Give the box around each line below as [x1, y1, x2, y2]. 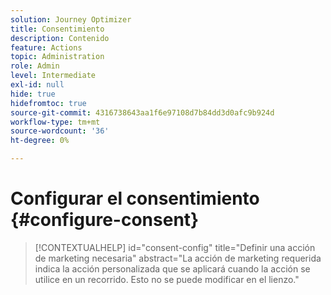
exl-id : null [10, 80, 65, 90]
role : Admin [10, 61, 60, 71]
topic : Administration [10, 52, 105, 62]
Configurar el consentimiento [10, 187, 260, 210]
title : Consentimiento [10, 24, 105, 34]
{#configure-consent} [10, 209, 200, 231]
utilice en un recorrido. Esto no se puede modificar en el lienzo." [34, 273, 300, 285]
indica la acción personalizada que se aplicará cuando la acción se [34, 262, 311, 275]
